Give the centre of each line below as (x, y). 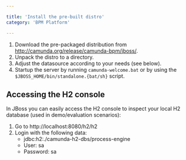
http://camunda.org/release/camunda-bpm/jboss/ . (76, 50)
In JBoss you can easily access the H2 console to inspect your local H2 (93, 109)
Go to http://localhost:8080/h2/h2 (56, 127)
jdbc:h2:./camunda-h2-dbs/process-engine (77, 139)
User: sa (34, 145)
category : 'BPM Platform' (38, 22)
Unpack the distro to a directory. (54, 57)
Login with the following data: (51, 133)
